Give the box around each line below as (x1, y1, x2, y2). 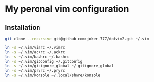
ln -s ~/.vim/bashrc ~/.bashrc (5, 54, 70, 59)
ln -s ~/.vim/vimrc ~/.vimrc (5, 45, 65, 50)
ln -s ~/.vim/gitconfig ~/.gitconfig (5, 59, 83, 64)
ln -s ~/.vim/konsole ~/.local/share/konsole (5, 73, 100, 78)
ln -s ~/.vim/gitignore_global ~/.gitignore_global (5, 63, 114, 69)
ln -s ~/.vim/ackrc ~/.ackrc (5, 49, 65, 55)
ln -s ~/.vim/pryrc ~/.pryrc (5, 68, 65, 73)
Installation (5, 23, 40, 32)
